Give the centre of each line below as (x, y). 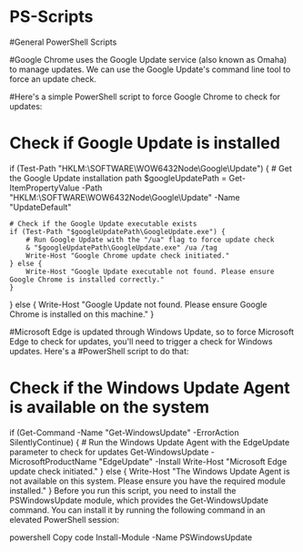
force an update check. (53, 78)
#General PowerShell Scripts (63, 42)
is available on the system (110, 408)
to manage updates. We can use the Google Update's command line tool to (150, 69)
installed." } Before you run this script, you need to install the (123, 490)
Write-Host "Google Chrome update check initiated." (128, 256)
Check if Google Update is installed (145, 143)
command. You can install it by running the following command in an (137, 510)
